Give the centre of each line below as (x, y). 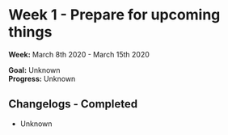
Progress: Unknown (42, 78)
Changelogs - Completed (73, 104)
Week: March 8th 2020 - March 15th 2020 (79, 54)
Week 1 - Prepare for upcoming (114, 15)
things (30, 32)
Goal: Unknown (34, 70)
